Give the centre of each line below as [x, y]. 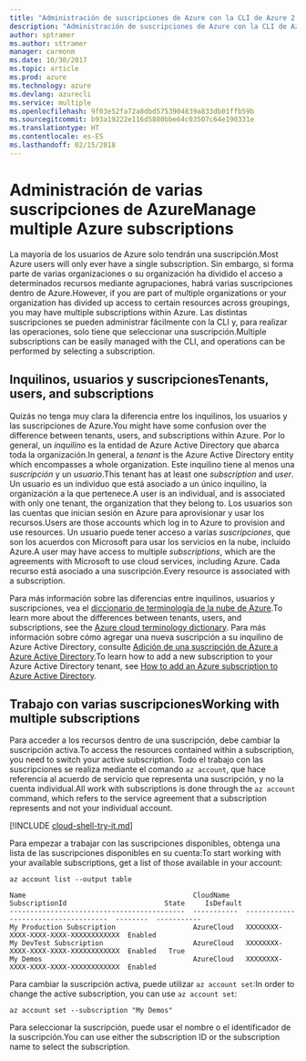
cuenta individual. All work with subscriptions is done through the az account [153, 788]
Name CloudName [120, 896]
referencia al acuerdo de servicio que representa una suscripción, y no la [147, 779]
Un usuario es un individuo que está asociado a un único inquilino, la [138, 483]
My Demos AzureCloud [122, 959]
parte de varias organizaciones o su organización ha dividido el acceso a [146, 273]
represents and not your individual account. [91, 809]
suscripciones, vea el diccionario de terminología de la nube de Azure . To [146, 608]
